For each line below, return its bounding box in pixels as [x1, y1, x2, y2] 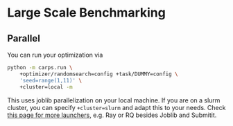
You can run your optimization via [7, 51, 103, 59]
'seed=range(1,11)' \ [19, 77, 82, 84]
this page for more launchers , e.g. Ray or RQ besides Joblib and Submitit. [7, 111, 217, 119]
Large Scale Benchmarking [7, 5, 166, 21]
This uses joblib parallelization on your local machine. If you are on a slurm [7, 96, 221, 105]
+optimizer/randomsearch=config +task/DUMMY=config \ [19, 71, 178, 78]
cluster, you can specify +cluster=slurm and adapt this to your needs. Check [7, 103, 226, 111]
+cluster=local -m [19, 83, 73, 91]
